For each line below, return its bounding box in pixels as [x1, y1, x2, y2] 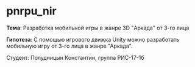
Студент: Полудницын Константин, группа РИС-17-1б [6, 54, 144, 61]
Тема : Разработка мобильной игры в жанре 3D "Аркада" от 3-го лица [6, 24, 190, 31]
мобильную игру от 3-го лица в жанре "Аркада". [6, 42, 133, 49]
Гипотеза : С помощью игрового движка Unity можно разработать [6, 36, 180, 43]
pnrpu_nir [6, 4, 57, 18]
